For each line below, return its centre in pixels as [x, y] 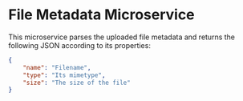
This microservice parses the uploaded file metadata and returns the [121, 37]
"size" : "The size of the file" [77, 83]
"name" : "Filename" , [57, 67]
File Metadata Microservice [101, 15]
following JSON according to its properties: [79, 45]
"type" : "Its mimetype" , [64, 75]
